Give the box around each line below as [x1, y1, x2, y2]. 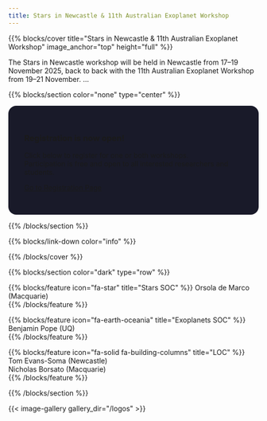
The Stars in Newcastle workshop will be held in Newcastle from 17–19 [8, 57, 238, 67]
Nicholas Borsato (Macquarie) [8, 364, 106, 374]
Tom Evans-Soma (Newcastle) [8, 356, 108, 365]
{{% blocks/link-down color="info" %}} [8, 236, 137, 246]
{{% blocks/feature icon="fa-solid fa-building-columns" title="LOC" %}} [8, 347, 246, 357]
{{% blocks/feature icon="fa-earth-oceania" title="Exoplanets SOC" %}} [8, 315, 246, 325]
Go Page [24, 182, 102, 192]
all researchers [130, 158, 215, 168]
